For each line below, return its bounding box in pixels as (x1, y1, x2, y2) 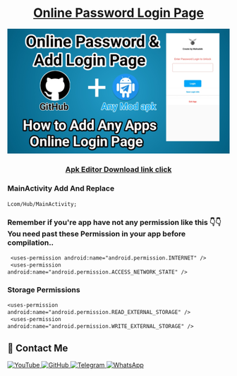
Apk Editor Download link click (65, 164, 172, 174)
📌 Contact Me (7, 342, 68, 354)
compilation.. (7, 238, 54, 248)
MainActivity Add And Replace (7, 183, 115, 193)
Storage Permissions (7, 284, 80, 294)
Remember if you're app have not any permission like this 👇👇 (7, 217, 221, 227)
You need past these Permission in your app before (7, 229, 186, 238)
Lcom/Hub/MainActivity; (7, 200, 78, 207)
